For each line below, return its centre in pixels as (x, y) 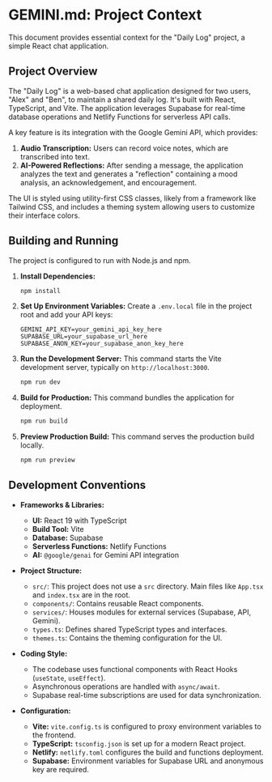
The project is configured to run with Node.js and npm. (100, 260)
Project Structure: (51, 570)
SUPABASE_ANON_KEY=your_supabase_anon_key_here (102, 344)
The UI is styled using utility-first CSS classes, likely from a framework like (132, 198)
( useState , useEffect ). (69, 678)
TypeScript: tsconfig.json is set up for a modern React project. (139, 743)
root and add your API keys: (66, 315)
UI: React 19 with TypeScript (79, 521)
